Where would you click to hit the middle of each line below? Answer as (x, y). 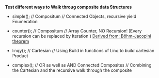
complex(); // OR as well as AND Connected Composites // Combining (82, 65)
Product (20, 56)
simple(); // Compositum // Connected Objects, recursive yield (74, 16)
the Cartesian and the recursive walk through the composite (72, 70)
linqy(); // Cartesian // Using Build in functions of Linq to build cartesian (83, 51)
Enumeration (25, 22)
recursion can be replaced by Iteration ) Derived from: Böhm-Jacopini (81, 36)
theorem (20, 41)
